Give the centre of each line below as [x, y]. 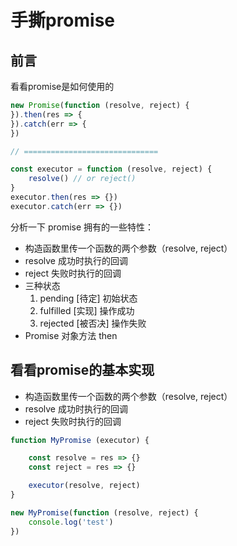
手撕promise [63, 20]
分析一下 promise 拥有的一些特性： [82, 227]
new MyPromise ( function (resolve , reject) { [104, 512]
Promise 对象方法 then [71, 335]
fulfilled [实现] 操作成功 [87, 310]
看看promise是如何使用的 [62, 86]
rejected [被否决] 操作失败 [93, 323]
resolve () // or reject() [82, 179]
